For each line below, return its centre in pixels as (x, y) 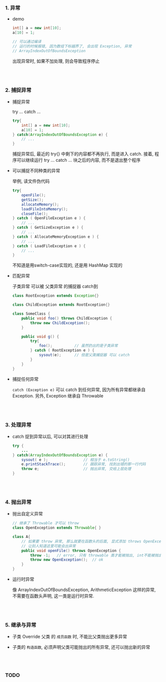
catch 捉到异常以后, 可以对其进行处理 (50, 436)
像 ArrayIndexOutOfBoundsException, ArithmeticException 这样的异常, (84, 590)
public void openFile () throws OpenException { (71, 550)
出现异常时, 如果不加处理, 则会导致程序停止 (56, 61)
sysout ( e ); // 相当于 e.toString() (76, 460)
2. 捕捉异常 (18, 90)
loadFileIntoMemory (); (45, 209)
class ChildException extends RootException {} (61, 305)
